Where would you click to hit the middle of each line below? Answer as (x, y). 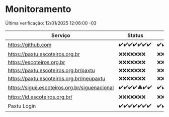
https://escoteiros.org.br (36, 62)
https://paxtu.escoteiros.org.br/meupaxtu (57, 78)
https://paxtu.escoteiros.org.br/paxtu (52, 70)
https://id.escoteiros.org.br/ (40, 97)
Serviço (61, 35)
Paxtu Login (22, 106)
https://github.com (30, 45)
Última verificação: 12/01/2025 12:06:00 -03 (51, 23)
